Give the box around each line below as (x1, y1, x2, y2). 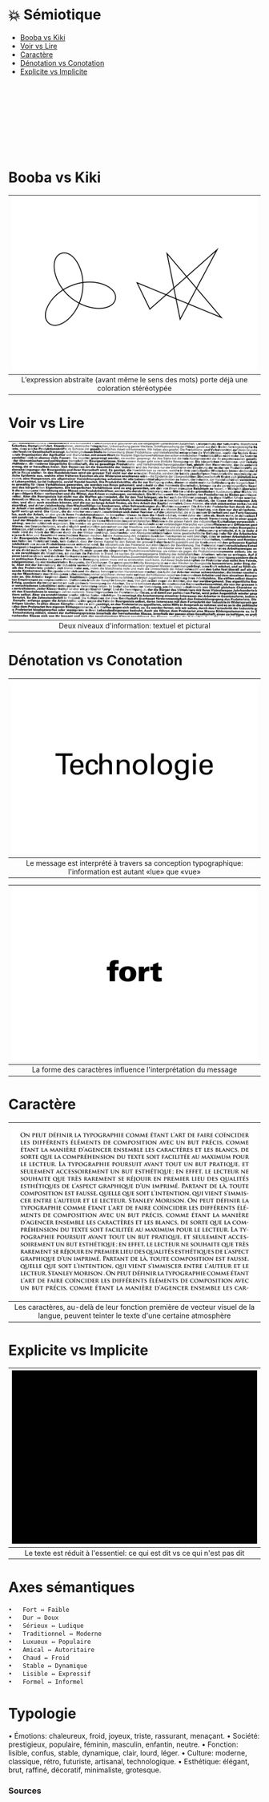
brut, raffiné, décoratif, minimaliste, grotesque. (8, 1765, 162, 1775)
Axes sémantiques (8, 1578, 135, 1597)
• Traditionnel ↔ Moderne (8, 1630, 102, 1638)
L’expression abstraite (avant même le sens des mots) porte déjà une (21, 375, 248, 385)
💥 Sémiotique (8, 6, 102, 24)
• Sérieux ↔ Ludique (8, 1622, 84, 1630)
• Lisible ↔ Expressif (8, 1670, 91, 1679)
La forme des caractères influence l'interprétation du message (31, 1065, 238, 1075)
